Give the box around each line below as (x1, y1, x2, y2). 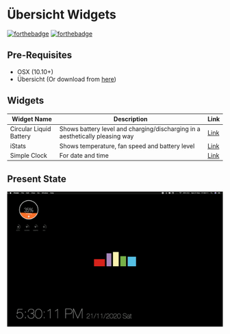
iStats (10, 141, 26, 150)
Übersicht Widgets (7, 7, 116, 23)
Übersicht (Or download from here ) (16, 75, 116, 83)
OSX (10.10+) (16, 67, 53, 75)
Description (113, 115, 148, 123)
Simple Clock (10, 151, 48, 159)
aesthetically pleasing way (59, 132, 134, 141)
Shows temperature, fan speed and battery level (59, 141, 195, 150)
